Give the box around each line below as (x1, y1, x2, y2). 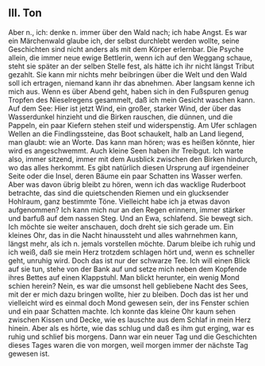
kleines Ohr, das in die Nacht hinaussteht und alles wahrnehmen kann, (8, 230, 238, 239)
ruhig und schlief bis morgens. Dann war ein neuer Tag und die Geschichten (8, 332, 258, 341)
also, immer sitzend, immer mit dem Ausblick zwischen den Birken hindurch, (8, 154, 258, 164)
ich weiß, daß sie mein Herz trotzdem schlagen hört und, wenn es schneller (8, 247, 255, 257)
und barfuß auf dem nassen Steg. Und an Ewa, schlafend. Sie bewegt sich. (8, 213, 253, 223)
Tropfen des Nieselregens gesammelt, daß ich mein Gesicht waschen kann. (8, 95, 255, 104)
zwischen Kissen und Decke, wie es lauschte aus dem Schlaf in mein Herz (8, 314, 252, 325)
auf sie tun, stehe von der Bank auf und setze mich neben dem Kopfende (8, 264, 248, 274)
